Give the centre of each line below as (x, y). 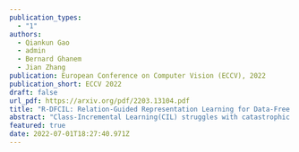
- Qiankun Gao (43, 42)
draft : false (34, 92)
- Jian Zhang (42, 68)
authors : (26, 34)
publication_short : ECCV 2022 (66, 84)
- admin (32, 51)
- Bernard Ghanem (50, 59)
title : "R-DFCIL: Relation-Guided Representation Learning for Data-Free (150, 109)
